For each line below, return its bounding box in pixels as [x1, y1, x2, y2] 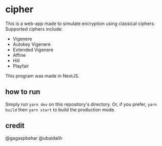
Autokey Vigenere [12, 41, 51, 47]
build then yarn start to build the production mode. [5, 106, 116, 113]
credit [5, 121, 25, 130]
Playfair [12, 63, 29, 69]
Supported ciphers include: [5, 26, 63, 32]
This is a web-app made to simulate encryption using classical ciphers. [5, 20, 155, 27]
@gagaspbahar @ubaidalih [5, 135, 63, 141]
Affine [12, 52, 26, 58]
